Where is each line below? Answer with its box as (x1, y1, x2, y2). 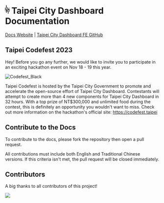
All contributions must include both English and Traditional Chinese (5, 151, 141, 157)
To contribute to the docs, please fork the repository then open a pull (5, 136, 144, 142)
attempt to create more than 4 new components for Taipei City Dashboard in (5, 93, 159, 99)
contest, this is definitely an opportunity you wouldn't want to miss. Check (5, 104, 155, 110)
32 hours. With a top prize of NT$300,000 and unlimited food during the (5, 98, 151, 105)
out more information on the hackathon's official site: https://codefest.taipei (5, 109, 158, 115)
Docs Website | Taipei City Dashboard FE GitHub (5, 32, 103, 38)
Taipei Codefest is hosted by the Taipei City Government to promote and (5, 83, 151, 89)
